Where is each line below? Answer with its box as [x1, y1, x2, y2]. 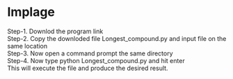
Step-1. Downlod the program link [7, 27, 104, 35]
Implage [7, 4, 56, 20]
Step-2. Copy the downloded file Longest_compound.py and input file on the [7, 34, 227, 42]
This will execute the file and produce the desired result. [7, 64, 168, 72]
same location [7, 42, 48, 50]
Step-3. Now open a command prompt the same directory [7, 49, 173, 58]
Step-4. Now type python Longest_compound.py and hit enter [7, 56, 186, 64]
